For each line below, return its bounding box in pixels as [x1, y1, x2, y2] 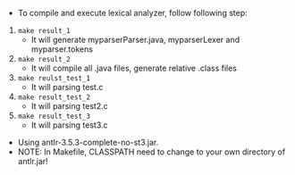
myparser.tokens [30, 44, 94, 54]
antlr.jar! [17, 156, 48, 166]
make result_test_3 [17, 112, 91, 121]
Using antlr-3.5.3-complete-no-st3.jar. [17, 137, 159, 147]
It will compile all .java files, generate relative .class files [30, 62, 237, 73]
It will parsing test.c [30, 82, 104, 92]
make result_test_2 [17, 93, 91, 102]
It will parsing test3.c [30, 120, 108, 130]
